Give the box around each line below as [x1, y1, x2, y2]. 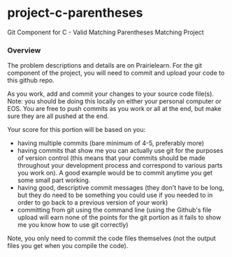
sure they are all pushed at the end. [7, 112, 110, 120]
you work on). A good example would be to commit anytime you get [17, 169, 213, 177]
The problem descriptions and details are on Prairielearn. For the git [7, 61, 203, 70]
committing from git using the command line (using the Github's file [17, 206, 212, 214]
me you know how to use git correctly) [17, 221, 129, 229]
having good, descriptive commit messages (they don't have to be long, [17, 184, 225, 192]
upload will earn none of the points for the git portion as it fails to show [17, 213, 222, 221]
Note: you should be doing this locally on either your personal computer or [7, 97, 222, 105]
